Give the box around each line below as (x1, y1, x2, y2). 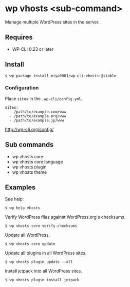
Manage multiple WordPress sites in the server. (5, 19, 100, 25)
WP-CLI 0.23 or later (12, 46, 54, 52)
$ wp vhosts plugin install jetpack (5, 278, 79, 283)
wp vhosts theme (12, 169, 47, 175)
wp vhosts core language (12, 159, 63, 164)
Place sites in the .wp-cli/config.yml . (5, 96, 83, 102)
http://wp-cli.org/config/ (5, 126, 54, 132)
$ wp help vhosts (5, 205, 40, 210)
